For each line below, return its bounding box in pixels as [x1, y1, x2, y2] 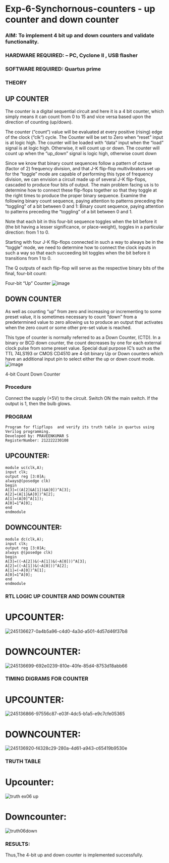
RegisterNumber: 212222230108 [5, 438, 69, 443]
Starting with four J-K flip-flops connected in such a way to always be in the [5, 239, 164, 245]
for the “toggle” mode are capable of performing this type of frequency [5, 171, 153, 177]
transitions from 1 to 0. [5, 255, 52, 261]
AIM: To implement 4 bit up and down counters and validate [5, 32, 154, 39]
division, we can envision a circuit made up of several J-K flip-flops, [5, 176, 147, 182]
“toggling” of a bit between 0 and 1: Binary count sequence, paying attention [5, 203, 164, 209]
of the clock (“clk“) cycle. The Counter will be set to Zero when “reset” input [5, 134, 163, 140]
